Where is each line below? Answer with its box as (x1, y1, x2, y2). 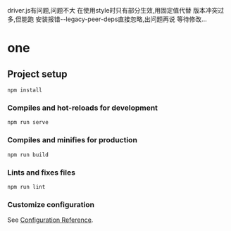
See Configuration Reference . (7, 216, 94, 224)
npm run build (7, 151, 49, 158)
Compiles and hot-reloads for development (7, 103, 158, 113)
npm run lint (7, 183, 46, 190)
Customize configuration (7, 199, 95, 209)
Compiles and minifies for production (7, 135, 137, 145)
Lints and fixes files (7, 168, 76, 177)
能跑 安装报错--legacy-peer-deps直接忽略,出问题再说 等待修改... (21, 15, 208, 23)
